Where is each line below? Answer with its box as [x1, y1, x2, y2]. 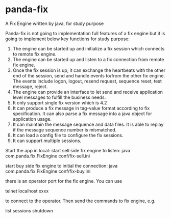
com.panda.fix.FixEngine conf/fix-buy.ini [5, 168, 91, 174]
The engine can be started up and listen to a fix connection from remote [12, 56, 164, 62]
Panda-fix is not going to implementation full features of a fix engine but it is [5, 30, 165, 36]
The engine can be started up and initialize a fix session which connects [12, 45, 165, 51]
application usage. [12, 116, 52, 122]
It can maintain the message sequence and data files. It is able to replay [12, 121, 164, 127]
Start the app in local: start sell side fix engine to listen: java [5, 147, 131, 153]
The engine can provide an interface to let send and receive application [12, 89, 163, 95]
